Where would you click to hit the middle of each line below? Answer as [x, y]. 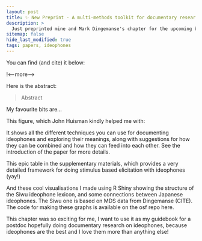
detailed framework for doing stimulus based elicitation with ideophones [96, 170]
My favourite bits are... [34, 109]
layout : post [23, 12]
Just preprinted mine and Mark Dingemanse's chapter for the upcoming [102, 29]
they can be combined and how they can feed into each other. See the [93, 145]
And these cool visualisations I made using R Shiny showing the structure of [100, 188]
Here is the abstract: [32, 86]
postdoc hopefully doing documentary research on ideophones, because [97, 225]
